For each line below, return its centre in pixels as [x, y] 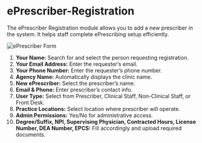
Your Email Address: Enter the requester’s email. [77, 64]
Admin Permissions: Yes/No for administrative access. [84, 115]
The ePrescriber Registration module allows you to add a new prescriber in [100, 28]
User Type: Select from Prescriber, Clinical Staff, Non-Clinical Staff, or [103, 96]
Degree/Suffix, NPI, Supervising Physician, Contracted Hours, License [106, 121]
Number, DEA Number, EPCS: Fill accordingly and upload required [99, 128]
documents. [31, 135]
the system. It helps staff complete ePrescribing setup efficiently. [88, 34]
